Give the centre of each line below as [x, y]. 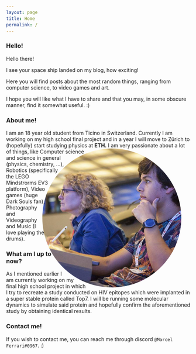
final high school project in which [46, 286]
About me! [21, 120]
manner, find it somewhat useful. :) [48, 105]
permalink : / [22, 25]
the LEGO [18, 176]
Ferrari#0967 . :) [25, 345]
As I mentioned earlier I [34, 274]
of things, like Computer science [45, 152]
